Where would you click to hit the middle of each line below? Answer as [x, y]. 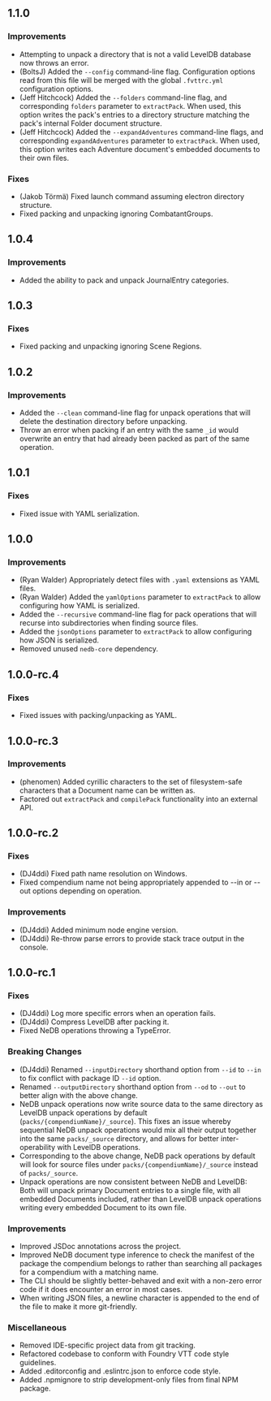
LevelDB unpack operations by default [83, 1113]
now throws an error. [54, 63]
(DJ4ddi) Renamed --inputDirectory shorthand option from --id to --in [140, 1069]
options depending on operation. [87, 891]
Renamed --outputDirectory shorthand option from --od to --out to [132, 1087]
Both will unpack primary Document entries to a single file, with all [130, 1190]
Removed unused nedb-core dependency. [89, 649]
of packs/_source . [49, 1173]
